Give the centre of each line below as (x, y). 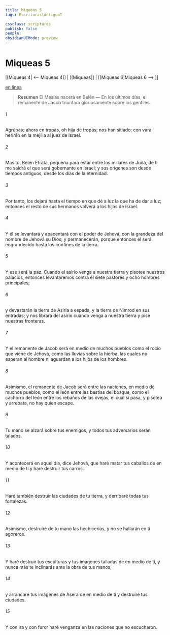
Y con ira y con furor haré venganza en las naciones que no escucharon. (81, 627)
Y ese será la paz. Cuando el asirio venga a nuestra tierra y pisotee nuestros (85, 272)
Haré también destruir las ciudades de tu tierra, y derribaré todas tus (77, 496)
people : (13, 34)
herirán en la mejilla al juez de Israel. (43, 135)
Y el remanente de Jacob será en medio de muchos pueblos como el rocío (83, 349)
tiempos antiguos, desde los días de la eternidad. (57, 174)
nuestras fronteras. (25, 321)
